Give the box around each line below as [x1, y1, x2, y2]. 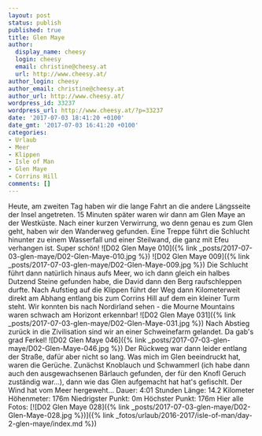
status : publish [8, 19, 61, 27]
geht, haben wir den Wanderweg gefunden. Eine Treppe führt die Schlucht [8, 226, 250, 236]
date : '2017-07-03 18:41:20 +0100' [8, 114, 125, 122]
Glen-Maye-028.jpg [8, 410, 72, 419]
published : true [8, 26, 61, 34]
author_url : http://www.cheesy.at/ [8, 92, 125, 100]
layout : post [8, 11, 51, 20]
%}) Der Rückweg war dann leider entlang [110, 343, 247, 353]
